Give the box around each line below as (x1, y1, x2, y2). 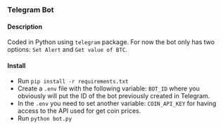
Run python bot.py (17, 114, 72, 123)
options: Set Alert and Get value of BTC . (7, 46, 128, 54)
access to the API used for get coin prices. (17, 107, 141, 115)
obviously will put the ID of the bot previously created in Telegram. (17, 92, 210, 100)
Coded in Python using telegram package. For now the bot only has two (7, 38, 215, 46)
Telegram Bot (7, 5, 54, 15)
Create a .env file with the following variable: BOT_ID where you (17, 84, 200, 93)
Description (7, 22, 43, 31)
